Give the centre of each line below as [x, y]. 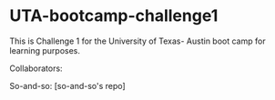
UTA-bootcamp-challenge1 [114, 16]
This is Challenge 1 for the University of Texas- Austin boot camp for [137, 41]
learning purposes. [45, 50]
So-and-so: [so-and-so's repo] [67, 85]
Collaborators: [36, 68]
